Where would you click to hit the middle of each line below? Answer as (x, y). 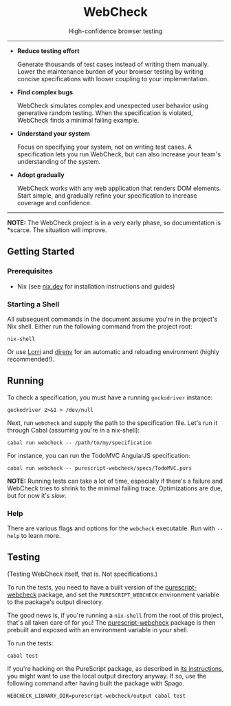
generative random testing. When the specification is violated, (105, 113)
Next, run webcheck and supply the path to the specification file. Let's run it (112, 423)
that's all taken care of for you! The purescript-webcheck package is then (111, 622)
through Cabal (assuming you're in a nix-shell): (74, 430)
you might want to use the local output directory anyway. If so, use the (107, 676)
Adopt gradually (41, 175)
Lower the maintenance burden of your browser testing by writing (110, 71)
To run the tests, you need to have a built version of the (85, 587)
